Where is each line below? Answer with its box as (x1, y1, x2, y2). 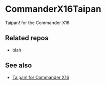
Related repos (5, 34, 49, 42)
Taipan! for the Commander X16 (5, 20, 70, 26)
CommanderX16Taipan (5, 3, 102, 15)
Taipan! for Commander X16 (12, 74, 70, 80)
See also (5, 61, 32, 70)
